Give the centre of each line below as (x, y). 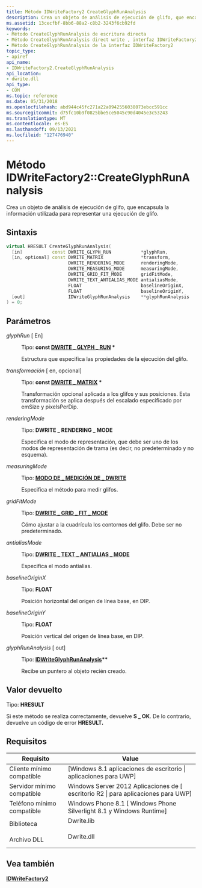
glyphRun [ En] (25, 336)
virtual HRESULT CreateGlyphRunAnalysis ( (59, 246)
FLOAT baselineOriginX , (126, 286)
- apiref (17, 57)
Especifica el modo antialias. (57, 566)
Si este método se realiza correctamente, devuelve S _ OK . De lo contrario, (99, 716)
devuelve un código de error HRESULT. (55, 722)
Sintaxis (22, 233)
